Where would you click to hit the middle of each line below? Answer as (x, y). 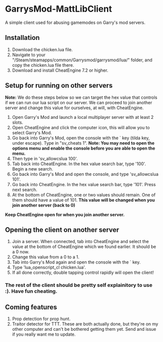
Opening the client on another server (62, 230)
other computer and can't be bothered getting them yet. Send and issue (84, 329)
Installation (22, 38)
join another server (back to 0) (44, 205)
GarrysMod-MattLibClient (59, 9)
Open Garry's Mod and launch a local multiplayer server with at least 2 (83, 117)
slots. (18, 122)
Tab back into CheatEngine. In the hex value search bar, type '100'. (79, 164)
